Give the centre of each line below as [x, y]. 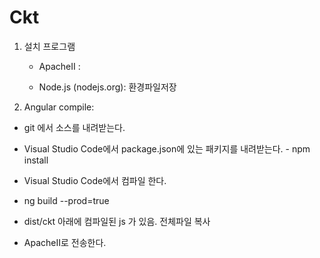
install [36, 160]
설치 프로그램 [49, 46]
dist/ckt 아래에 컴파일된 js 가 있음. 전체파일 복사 [117, 221]
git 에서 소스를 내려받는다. [74, 127]
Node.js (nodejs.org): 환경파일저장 [107, 87]
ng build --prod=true [66, 200]
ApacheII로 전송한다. [65, 242]
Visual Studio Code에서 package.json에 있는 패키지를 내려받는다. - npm [167, 148]
